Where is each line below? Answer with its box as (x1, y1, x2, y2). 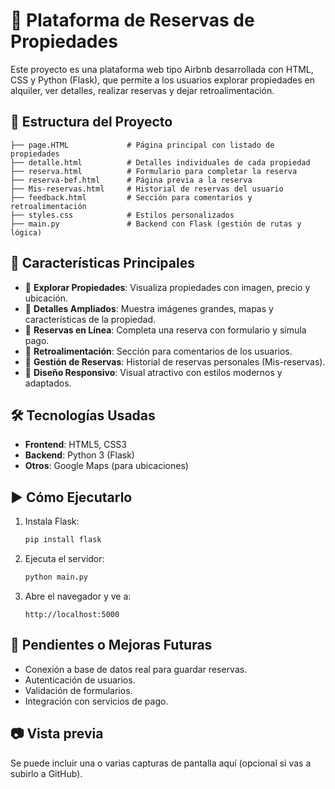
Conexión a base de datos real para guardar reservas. (24, 663, 248, 675)
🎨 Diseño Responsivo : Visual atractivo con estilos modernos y (24, 366, 283, 378)
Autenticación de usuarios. (24, 674, 136, 686)
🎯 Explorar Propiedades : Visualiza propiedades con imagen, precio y (24, 281, 311, 293)
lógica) (10, 227, 43, 238)
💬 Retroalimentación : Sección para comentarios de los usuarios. (24, 345, 293, 357)
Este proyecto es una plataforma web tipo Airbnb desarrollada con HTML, (10, 63, 314, 75)
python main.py (24, 572, 89, 583)
